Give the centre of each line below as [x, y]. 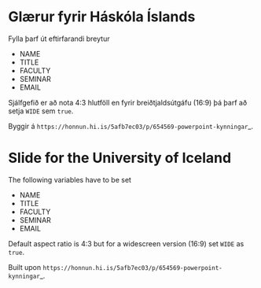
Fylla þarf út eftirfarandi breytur [59, 39]
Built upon [25, 267]
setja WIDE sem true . [41, 111]
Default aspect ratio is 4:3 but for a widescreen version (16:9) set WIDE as [126, 243]
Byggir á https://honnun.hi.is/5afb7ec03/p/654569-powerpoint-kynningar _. [131, 126]
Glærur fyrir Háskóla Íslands [102, 17]
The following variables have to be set [70, 179]
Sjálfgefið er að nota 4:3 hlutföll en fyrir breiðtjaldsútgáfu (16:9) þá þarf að [128, 102]
